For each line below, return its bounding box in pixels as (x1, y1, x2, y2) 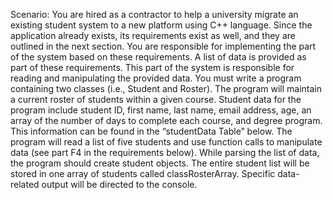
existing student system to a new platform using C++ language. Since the (10, 19, 313, 31)
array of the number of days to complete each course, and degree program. (10, 115, 323, 126)
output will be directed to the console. (41, 179, 198, 190)
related (10, 179, 40, 190)
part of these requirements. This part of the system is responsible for (10, 62, 295, 73)
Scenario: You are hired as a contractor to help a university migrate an (10, 9, 299, 20)
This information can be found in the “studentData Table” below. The (10, 125, 293, 137)
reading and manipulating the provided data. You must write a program (10, 72, 302, 84)
